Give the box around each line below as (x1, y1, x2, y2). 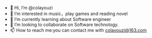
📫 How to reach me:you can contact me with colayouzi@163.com (10, 27, 147, 33)
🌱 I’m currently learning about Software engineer (10, 16, 112, 22)
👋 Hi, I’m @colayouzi (10, 5, 53, 10)
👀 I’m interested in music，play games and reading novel (10, 10, 128, 16)
